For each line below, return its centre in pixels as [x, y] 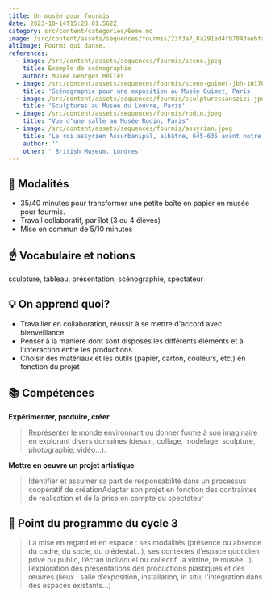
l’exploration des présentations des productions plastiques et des [136, 569]
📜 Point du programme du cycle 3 [94, 523]
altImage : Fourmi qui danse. [57, 46]
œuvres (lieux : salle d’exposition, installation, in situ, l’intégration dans [145, 577]
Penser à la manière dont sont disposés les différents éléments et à [131, 341]
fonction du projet [50, 366]
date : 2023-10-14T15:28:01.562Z [63, 23]
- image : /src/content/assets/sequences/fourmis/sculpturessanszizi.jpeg [142, 99]
